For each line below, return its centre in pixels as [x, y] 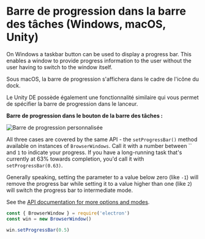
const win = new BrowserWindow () [49, 219]
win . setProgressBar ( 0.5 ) [38, 230]
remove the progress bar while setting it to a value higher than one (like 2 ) [99, 183]
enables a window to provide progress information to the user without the [99, 61]
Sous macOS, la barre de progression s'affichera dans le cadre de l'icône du [103, 79]
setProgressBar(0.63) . [35, 165]
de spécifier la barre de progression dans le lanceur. [72, 104]
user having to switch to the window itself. [59, 67]
